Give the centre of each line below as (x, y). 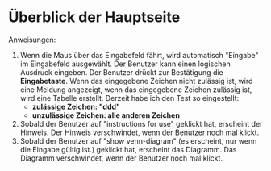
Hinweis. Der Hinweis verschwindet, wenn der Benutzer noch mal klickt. (140, 132)
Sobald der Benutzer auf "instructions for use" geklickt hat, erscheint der (141, 123)
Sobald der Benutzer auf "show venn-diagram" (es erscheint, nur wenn (138, 140)
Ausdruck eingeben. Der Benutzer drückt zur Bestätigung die (121, 72)
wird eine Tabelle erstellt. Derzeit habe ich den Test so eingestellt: (129, 98)
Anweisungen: (32, 40)
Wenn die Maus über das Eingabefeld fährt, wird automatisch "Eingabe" (140, 55)
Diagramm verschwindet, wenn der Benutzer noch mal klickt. (121, 158)
